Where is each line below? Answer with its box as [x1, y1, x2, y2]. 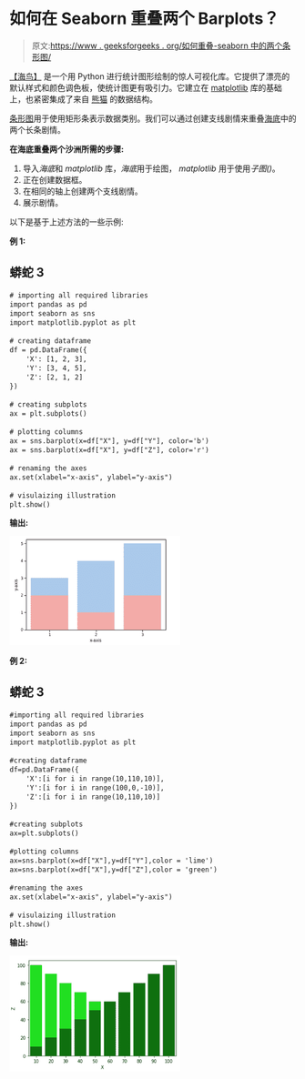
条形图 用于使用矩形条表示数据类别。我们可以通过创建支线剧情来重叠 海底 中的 [9, 113, 297, 124]
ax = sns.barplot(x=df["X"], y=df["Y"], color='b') [9, 436, 209, 446]
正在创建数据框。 [22, 174, 87, 185]
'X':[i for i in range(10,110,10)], [25, 774, 166, 783]
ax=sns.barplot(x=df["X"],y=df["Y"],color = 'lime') [9, 856, 214, 865]
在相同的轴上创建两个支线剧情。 [22, 186, 143, 197]
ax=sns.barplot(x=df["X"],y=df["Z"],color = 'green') [9, 865, 219, 874]
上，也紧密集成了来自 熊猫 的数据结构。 [9, 93, 158, 105]
